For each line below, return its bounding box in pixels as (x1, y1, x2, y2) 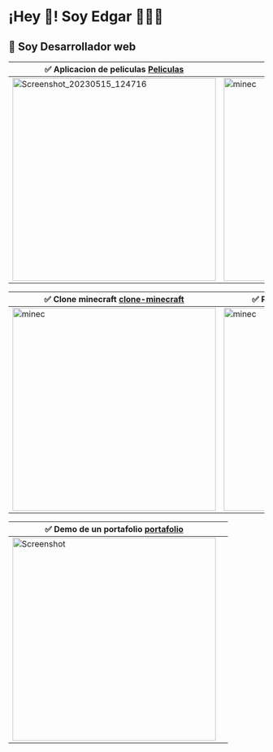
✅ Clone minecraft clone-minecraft (44, 294, 184, 305)
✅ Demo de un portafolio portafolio (44, 524, 184, 534)
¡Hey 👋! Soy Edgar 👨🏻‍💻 (8, 7, 164, 26)
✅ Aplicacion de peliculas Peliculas (44, 64, 184, 75)
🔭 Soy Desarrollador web (8, 40, 136, 54)
